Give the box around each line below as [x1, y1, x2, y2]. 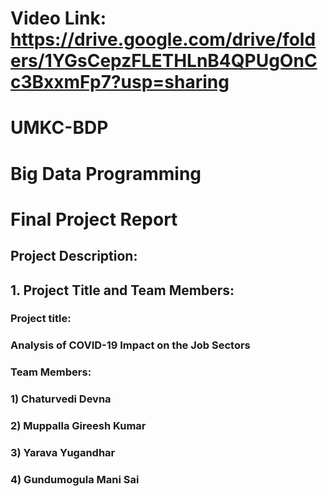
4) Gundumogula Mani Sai [10, 472, 140, 486]
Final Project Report [10, 208, 178, 231]
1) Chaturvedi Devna [10, 392, 112, 406]
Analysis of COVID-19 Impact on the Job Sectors [10, 338, 251, 352]
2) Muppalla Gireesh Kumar [10, 419, 147, 433]
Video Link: [10, 7, 107, 30]
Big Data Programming [10, 162, 202, 185]
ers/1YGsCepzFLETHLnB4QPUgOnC [10, 50, 318, 72]
